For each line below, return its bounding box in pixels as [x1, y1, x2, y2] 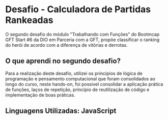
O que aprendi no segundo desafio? [5, 57, 121, 66]
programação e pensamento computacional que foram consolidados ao [5, 75, 155, 82]
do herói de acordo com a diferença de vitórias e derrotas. [5, 42, 128, 48]
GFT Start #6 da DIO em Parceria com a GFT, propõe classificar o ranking [5, 37, 160, 43]
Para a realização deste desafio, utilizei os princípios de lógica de [5, 70, 143, 76]
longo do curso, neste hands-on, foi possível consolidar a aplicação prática [5, 81, 163, 87]
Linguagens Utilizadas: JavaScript [5, 107, 117, 115]
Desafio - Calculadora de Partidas [5, 4, 151, 15]
